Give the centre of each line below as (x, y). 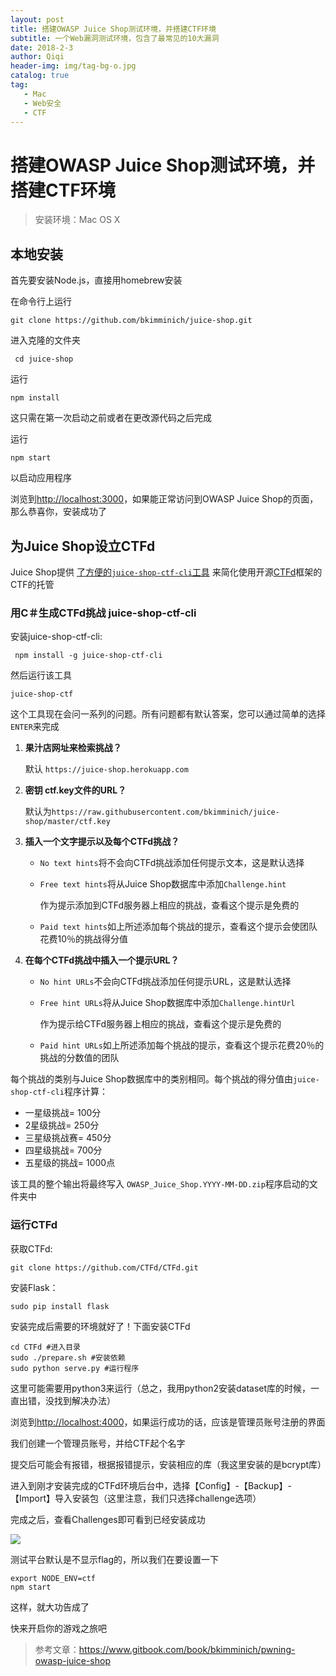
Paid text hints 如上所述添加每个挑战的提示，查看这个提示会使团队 (178, 927)
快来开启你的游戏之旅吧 (58, 1628)
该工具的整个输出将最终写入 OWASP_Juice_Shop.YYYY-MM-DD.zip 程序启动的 (160, 1184)
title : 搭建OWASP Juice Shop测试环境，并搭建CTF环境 (113, 29)
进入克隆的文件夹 (45, 340)
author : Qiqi (37, 57)
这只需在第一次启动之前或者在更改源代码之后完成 (111, 418)
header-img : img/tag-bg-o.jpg (73, 66)
